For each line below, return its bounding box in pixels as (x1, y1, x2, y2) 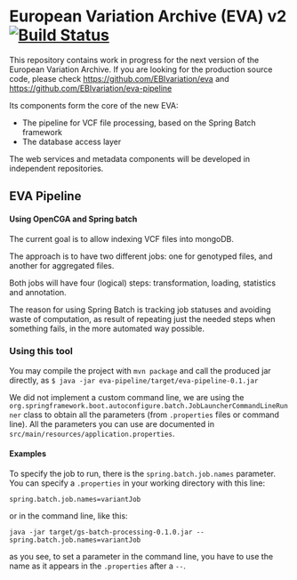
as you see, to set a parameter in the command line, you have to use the (9, 552, 274, 562)
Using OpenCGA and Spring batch (9, 213, 138, 224)
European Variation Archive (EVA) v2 (9, 6, 287, 27)
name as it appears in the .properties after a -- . (9, 560, 187, 571)
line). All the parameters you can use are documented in (9, 418, 215, 429)
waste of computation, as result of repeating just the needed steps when (9, 313, 276, 324)
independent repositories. (9, 163, 104, 173)
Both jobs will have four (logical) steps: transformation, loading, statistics (9, 278, 277, 288)
